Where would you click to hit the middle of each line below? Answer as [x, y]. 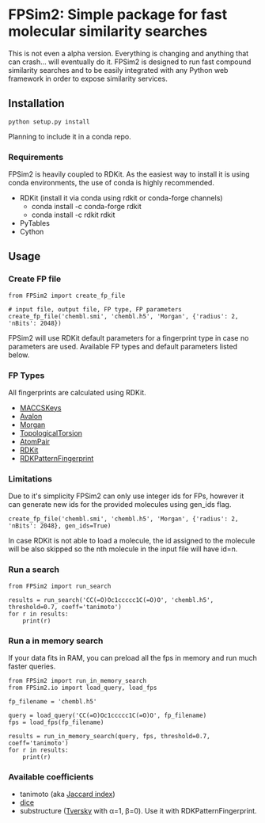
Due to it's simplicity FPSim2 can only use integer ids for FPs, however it [126, 496]
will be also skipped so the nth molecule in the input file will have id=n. [123, 549]
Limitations [30, 478]
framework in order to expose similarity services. [88, 78]
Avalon [31, 417]
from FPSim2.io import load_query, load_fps [83, 688]
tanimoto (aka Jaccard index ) [68, 794]
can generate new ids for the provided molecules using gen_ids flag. [120, 505]
